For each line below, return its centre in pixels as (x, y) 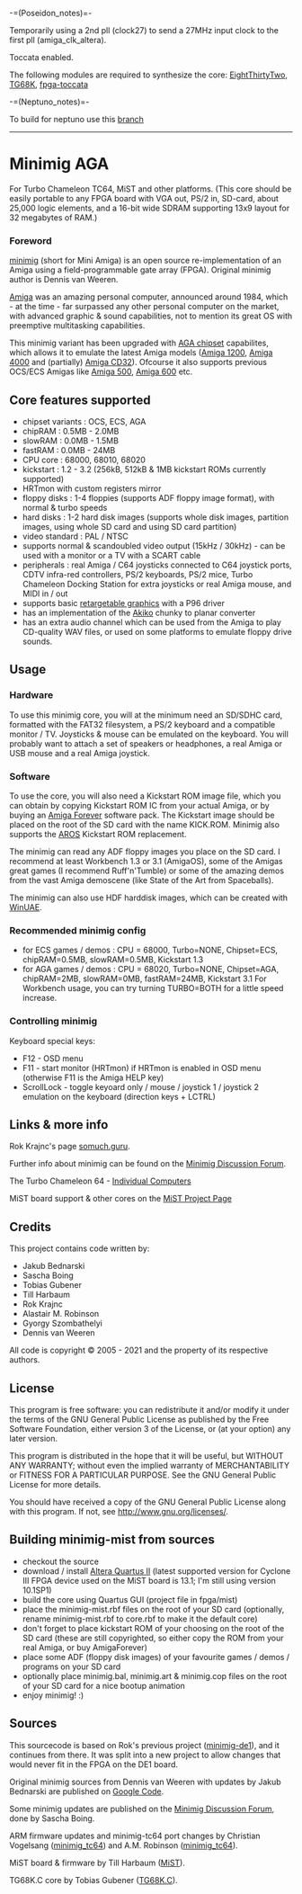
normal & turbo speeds (65, 508)
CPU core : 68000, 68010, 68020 (84, 460)
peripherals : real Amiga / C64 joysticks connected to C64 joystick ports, (157, 565)
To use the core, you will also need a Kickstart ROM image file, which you (145, 796)
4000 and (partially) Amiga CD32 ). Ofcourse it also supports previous (138, 362)
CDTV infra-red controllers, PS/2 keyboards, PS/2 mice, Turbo (138, 575)
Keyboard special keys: (53, 1041)
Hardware (31, 695)
